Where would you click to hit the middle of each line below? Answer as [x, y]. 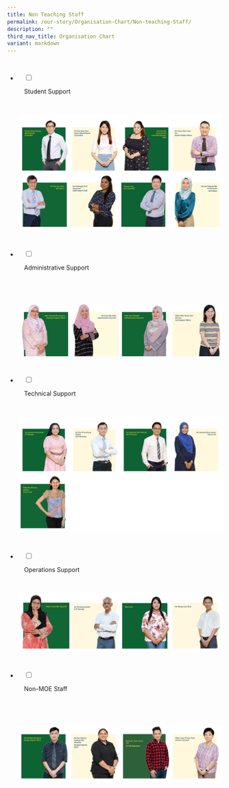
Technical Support [50, 394]
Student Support [47, 91]
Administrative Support [56, 267]
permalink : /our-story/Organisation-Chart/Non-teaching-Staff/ [99, 22]
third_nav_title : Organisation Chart [61, 36]
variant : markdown [33, 44]
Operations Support [52, 570]
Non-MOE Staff [46, 688]
